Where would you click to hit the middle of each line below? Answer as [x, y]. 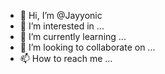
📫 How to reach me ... [66, 58]
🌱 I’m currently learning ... [73, 36]
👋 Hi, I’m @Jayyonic [61, 15]
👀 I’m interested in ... [62, 26]
